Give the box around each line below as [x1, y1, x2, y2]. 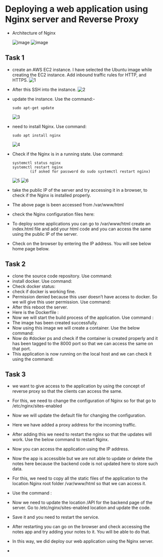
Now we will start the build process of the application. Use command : [12, 314, 154, 320]
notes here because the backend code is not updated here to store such [12, 461, 158, 467]
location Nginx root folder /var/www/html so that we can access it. [12, 481, 146, 487]
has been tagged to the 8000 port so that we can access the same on [12, 340, 153, 346]
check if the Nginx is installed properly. [12, 192, 92, 198]
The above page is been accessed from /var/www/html [12, 201, 124, 207]
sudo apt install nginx [12, 133, 61, 138]
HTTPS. [12, 77, 28, 83]
